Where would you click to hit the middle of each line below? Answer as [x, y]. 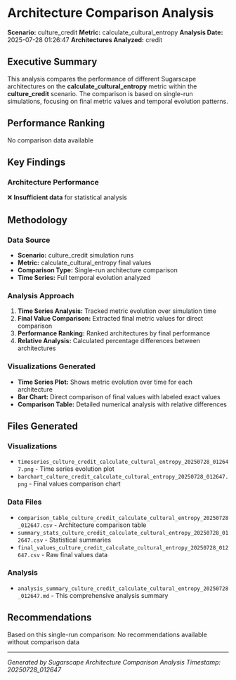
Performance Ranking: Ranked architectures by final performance [114, 333]
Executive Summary [52, 62]
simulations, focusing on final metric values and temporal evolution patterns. [118, 101]
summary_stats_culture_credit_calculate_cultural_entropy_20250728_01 [123, 533]
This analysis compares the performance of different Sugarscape [102, 79]
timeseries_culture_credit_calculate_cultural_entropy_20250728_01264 [123, 462]
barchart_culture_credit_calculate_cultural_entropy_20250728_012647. [123, 477]
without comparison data [43, 642]
